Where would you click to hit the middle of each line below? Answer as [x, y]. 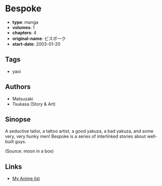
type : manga [25, 22]
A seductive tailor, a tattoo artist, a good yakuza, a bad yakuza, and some [79, 131]
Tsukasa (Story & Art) [34, 104]
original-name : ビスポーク [39, 38]
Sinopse [18, 119]
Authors [18, 87]
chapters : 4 [24, 32]
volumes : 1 [23, 27]
